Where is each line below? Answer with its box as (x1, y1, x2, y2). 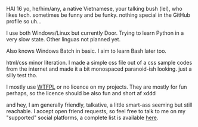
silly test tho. (6, 72, 38, 78)
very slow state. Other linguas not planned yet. (6, 36, 121, 43)
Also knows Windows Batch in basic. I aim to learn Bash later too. (6, 47, 167, 55)
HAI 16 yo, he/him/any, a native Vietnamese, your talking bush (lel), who (6, 5, 183, 12)
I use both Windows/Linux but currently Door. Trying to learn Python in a (6, 29, 184, 37)
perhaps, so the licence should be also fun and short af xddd (6, 90, 156, 96)
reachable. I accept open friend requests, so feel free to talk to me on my (6, 108, 186, 114)
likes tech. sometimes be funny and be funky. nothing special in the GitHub (6, 11, 191, 19)
